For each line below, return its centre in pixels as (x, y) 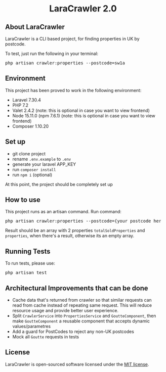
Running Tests (28, 251)
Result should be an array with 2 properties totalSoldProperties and (75, 231)
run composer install (34, 169)
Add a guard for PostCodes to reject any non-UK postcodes (73, 331)
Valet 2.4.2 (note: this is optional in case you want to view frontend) (81, 110)
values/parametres (31, 326)
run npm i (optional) (32, 175)
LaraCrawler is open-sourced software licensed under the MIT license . (77, 364)
